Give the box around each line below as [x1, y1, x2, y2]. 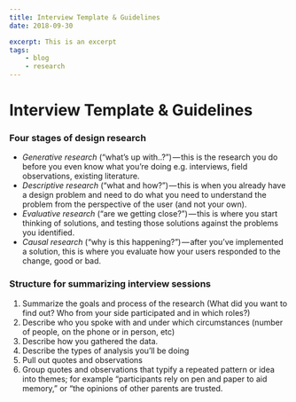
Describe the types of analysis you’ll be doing [21, 345, 190, 356]
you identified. [21, 227, 75, 238]
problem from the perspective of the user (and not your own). [21, 199, 247, 209]
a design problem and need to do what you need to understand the [21, 190, 268, 201]
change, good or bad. [21, 256, 102, 266]
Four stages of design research [9, 132, 146, 145]
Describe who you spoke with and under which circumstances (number [21, 317, 284, 327]
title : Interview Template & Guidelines [9, 12, 161, 22]
